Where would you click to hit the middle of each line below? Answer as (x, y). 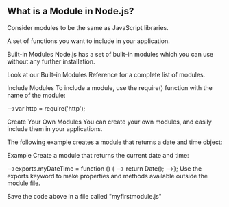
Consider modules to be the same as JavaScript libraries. (88, 27)
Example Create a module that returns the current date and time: (98, 155)
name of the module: (37, 95)
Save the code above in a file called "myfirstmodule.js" (85, 196)
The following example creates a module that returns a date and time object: (115, 142)
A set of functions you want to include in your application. (88, 41)
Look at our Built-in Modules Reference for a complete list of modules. (106, 74)
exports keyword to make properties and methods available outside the (107, 176)
